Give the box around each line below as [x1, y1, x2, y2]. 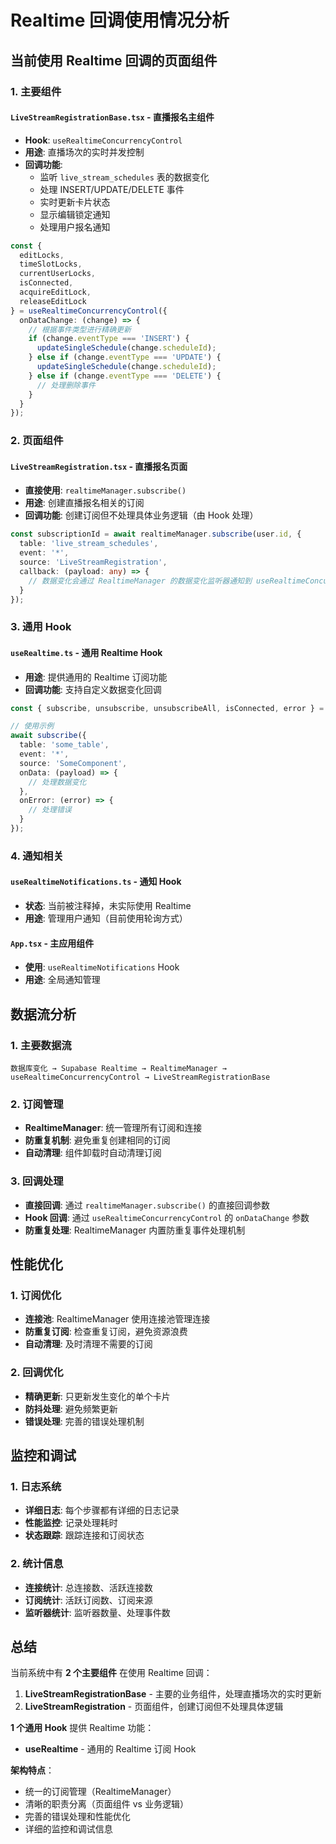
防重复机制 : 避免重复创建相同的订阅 [24, 1134, 171, 1146]
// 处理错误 [28, 805, 72, 815]
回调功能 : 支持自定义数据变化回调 [24, 683, 162, 695]
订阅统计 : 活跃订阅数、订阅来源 [24, 1594, 153, 1606]
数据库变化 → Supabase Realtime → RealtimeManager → [10, 1063, 227, 1073]
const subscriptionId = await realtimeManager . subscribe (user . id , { [10, 529, 302, 540]
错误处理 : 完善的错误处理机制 [24, 1415, 145, 1427]
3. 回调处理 [10, 1174, 64, 1188]
